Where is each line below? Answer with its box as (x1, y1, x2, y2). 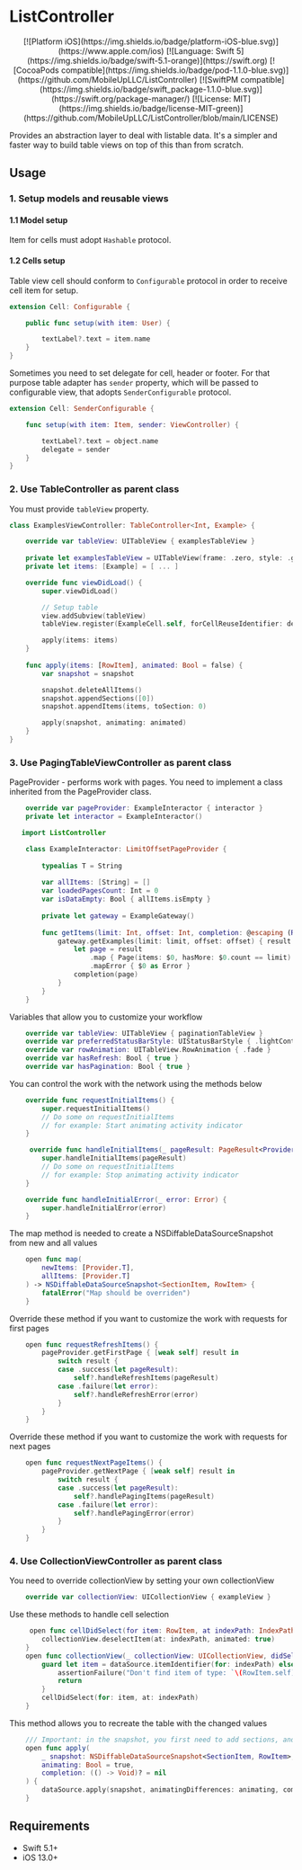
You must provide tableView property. (9, 503, 149, 514)
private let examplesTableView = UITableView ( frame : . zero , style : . (25, 554, 292, 563)
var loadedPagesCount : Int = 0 (41, 886, 159, 895)
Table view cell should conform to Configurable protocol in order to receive (9, 275, 288, 286)
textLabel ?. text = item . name (41, 334, 151, 343)
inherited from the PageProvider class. (9, 787, 152, 797)
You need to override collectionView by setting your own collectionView (9, 1575, 275, 1586)
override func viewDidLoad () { (25, 578, 143, 587)
